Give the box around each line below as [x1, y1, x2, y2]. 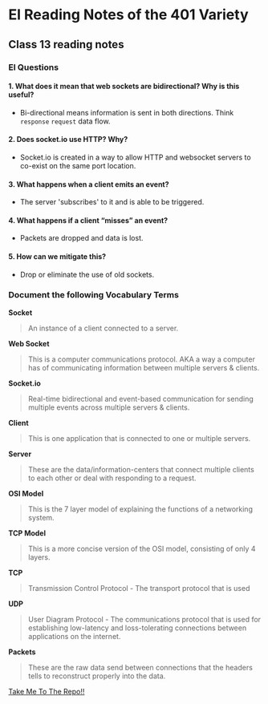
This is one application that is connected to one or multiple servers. [27, 433, 251, 443]
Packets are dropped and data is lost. [19, 233, 144, 243]
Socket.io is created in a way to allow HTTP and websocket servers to [19, 152, 251, 162]
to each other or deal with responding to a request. [27, 473, 197, 483]
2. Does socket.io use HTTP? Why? [8, 135, 128, 144]
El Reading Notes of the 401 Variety [8, 6, 249, 24]
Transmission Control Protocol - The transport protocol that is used [27, 583, 250, 593]
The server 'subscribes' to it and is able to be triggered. [19, 197, 205, 207]
